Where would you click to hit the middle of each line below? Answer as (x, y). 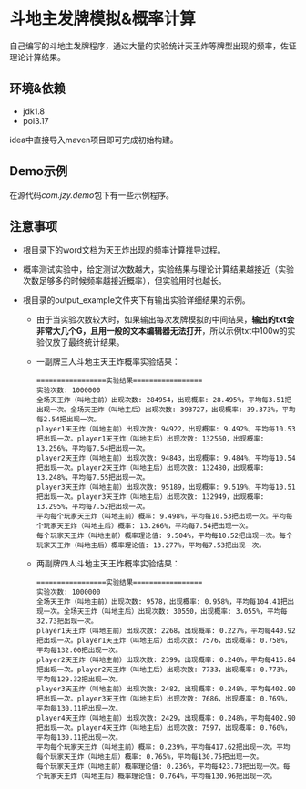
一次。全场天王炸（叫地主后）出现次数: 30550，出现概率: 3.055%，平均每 (165, 612)
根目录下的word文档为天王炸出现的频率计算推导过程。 (124, 250)
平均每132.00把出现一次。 (79, 650)
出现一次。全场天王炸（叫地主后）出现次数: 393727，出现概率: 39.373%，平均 (166, 410)
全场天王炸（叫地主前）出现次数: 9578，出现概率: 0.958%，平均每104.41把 (162, 602)
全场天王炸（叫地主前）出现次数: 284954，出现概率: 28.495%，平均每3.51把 (164, 400)
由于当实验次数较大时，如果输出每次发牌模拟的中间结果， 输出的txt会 (165, 319)
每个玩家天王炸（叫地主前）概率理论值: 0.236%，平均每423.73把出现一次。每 (163, 767)
